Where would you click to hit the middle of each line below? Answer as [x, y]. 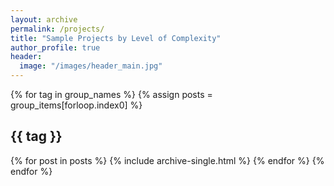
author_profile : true [55, 47]
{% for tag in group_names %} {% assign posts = [111, 94]
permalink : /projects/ [57, 29]
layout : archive [44, 19]
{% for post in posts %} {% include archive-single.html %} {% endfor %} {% [167, 160]
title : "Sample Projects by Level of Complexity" [116, 38]
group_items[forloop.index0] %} [76, 105]
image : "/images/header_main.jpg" [91, 66]
